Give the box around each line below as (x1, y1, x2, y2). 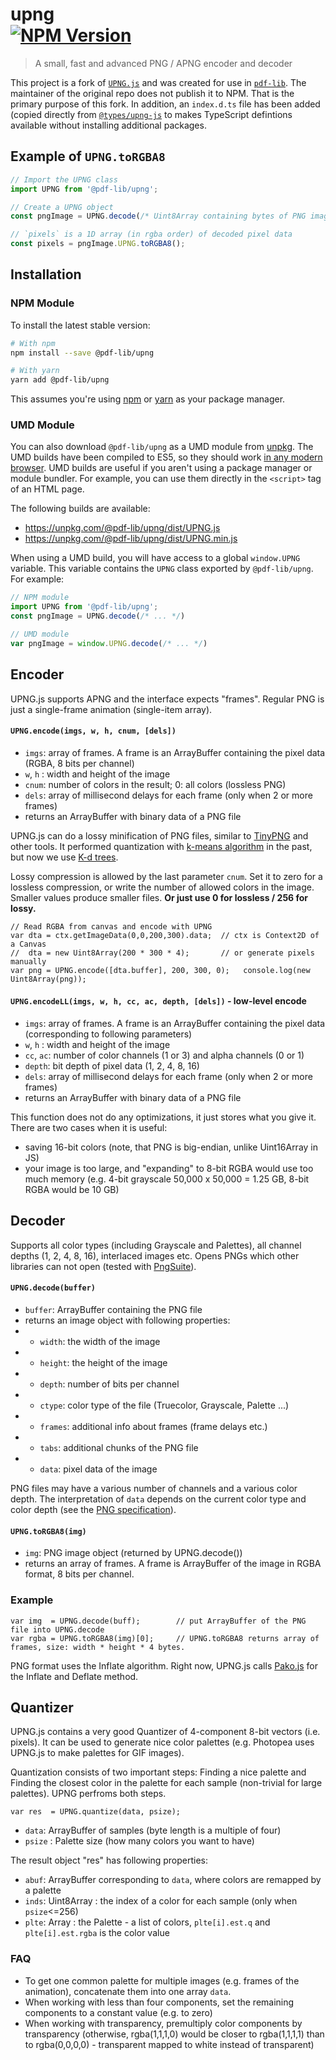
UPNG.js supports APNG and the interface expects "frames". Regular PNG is (10, 693, 325, 705)
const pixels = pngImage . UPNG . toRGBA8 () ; (10, 239, 186, 249)
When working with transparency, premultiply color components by (24, 2017, 303, 2029)
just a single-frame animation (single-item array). (10, 703, 213, 715)
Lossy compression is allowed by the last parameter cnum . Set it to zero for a (10, 870, 323, 882)
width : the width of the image (39, 1336, 161, 1348)
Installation (10, 266, 82, 283)
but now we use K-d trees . (10, 851, 119, 863)
